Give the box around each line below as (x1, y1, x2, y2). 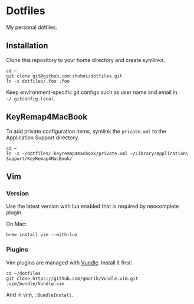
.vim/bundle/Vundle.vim (6, 280, 65, 287)
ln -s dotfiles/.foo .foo (6, 78, 70, 84)
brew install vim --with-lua (6, 232, 78, 238)
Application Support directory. (6, 134, 80, 141)
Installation (6, 41, 48, 51)
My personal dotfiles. (6, 24, 58, 31)
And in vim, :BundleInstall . (6, 291, 74, 298)
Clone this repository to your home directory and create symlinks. (6, 56, 166, 63)
